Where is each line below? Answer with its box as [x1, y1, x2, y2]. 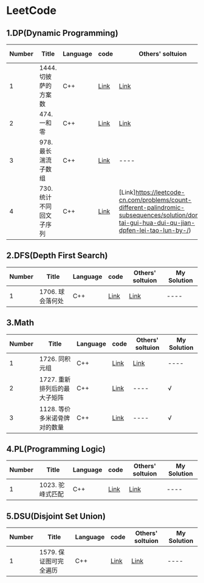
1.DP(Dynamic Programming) [6, 28, 118, 38]
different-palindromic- [118, 203, 185, 211]
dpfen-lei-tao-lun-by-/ [118, 226, 189, 234]
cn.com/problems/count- [118, 196, 192, 204]
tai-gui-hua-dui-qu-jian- [118, 219, 195, 227]
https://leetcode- [135, 188, 185, 196]
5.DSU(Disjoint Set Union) [6, 511, 106, 521]
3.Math [6, 318, 35, 328]
